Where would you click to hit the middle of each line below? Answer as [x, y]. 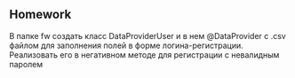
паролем [26, 64]
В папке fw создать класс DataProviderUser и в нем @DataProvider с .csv [147, 35]
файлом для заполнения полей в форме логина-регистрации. [127, 45]
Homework [40, 15]
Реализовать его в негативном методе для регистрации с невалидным [144, 55]
